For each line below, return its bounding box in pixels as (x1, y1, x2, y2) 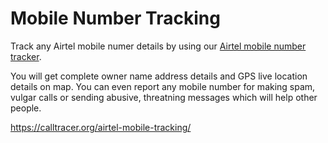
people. (10, 102, 42, 114)
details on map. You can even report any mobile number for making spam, (10, 80, 316, 92)
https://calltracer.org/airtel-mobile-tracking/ (10, 121, 192, 133)
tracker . (10, 50, 42, 62)
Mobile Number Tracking (10, 7, 221, 30)
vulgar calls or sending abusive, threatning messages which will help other (10, 91, 318, 103)
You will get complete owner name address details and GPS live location (10, 70, 308, 82)
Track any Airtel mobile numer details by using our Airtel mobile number (10, 40, 307, 52)
